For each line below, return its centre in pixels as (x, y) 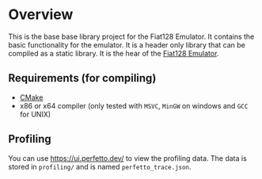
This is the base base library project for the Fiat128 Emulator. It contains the (131, 36)
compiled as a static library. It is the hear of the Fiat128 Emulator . (114, 53)
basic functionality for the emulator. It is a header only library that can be (127, 44)
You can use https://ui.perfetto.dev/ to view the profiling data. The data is (127, 158)
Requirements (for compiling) (82, 78)
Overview (41, 15)
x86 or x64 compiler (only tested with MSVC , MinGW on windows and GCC (134, 105)
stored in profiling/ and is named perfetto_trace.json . (100, 166)
